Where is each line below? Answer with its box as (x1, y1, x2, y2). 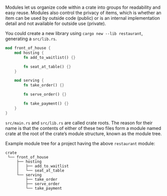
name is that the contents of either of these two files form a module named (5, 125, 161, 131)
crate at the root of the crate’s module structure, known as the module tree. (5, 130, 162, 137)
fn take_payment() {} (23, 101, 69, 106)
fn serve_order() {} (23, 92, 67, 97)
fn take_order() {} (23, 83, 65, 88)
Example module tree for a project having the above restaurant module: (5, 140, 155, 146)
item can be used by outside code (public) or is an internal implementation (5, 15, 160, 21)
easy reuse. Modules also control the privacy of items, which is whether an (5, 10, 162, 16)
